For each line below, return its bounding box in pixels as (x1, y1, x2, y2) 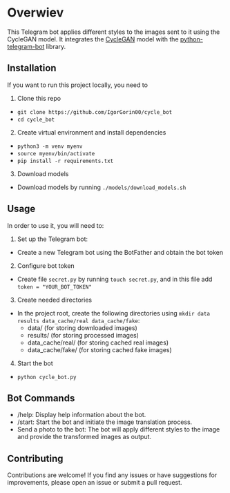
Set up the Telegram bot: (17, 235, 88, 243)
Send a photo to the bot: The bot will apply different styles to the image (17, 425, 220, 434)
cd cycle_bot (17, 116, 55, 123)
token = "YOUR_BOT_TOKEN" (17, 283, 92, 291)
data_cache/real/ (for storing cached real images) (27, 338, 169, 347)
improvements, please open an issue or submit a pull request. (7, 478, 182, 487)
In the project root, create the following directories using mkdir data (17, 309, 211, 317)
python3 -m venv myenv (17, 143, 83, 150)
